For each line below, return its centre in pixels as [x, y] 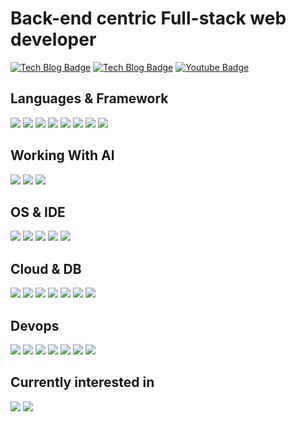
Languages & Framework [89, 98]
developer [53, 39]
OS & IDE [38, 212]
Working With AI [62, 155]
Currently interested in [82, 382]
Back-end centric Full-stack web [148, 18]
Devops [35, 325]
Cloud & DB [46, 268]
